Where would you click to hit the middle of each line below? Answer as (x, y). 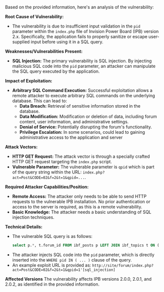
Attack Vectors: (22, 147)
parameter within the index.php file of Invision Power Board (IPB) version (85, 31)
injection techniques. (33, 217)
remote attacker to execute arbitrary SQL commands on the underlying (83, 96)
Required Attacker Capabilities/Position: (47, 187)
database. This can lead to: (40, 101)
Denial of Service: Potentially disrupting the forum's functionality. (86, 127)
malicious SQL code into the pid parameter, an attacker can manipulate (84, 66)
